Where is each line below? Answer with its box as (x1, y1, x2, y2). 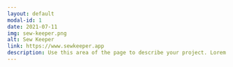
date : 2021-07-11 (7, 23, 58, 30)
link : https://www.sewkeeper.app (7, 43, 105, 50)
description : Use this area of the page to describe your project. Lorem (7, 50, 227, 57)
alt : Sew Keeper (7, 36, 54, 43)
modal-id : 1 (7, 17, 42, 24)
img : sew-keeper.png (7, 29, 68, 37)
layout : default (7, 10, 54, 17)
